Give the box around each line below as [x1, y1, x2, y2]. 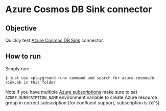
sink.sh [5, 80, 22, 85]
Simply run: [5, 65, 30, 72]
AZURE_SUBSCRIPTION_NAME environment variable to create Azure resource [5, 94, 157, 100]
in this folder [23, 80, 56, 85]
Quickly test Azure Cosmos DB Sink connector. [5, 37, 104, 43]
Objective [5, 24, 37, 33]
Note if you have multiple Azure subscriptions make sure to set [5, 89, 138, 95]
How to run [5, 52, 41, 61]
